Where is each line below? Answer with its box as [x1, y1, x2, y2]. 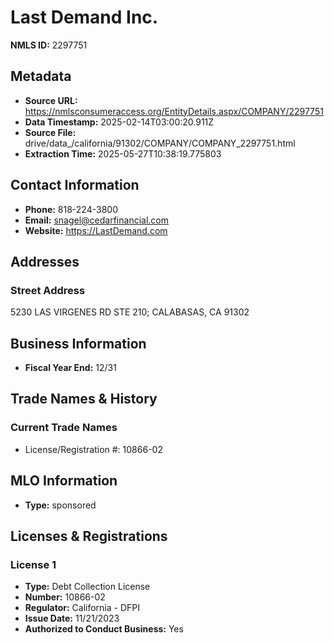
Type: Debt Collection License [24, 581, 151, 593]
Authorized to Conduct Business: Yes [24, 623, 184, 635]
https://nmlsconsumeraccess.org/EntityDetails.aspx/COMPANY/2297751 [24, 105, 324, 117]
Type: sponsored [24, 499, 97, 511]
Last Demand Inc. [10, 6, 159, 29]
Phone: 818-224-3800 [24, 203, 118, 215]
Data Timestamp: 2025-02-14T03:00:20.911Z [24, 116, 215, 128]
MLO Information [10, 472, 118, 490]
